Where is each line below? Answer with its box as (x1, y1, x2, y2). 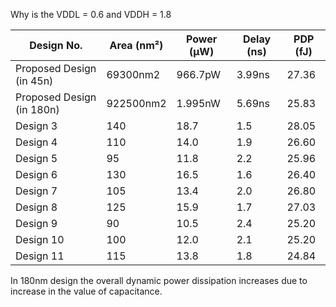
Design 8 (15, 200, 58, 214)
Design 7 (15, 184, 58, 198)
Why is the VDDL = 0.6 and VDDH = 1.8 (10, 9, 172, 20)
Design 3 (15, 119, 58, 133)
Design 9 (15, 217, 58, 230)
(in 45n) (15, 74, 54, 88)
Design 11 (15, 249, 65, 263)
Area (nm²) (109, 39, 164, 52)
